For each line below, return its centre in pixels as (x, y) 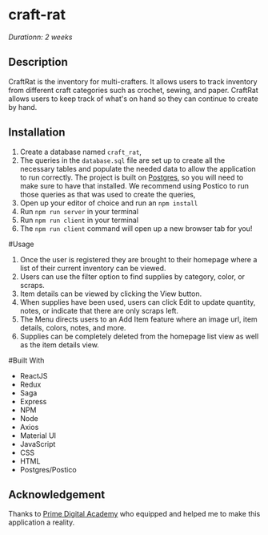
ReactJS (34, 375)
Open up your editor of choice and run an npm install (109, 203)
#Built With (26, 360)
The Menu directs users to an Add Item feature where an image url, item (138, 319)
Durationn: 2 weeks (40, 37)
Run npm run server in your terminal (79, 211)
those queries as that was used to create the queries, (108, 194)
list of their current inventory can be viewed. (93, 268)
